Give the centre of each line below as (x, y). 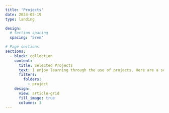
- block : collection (31, 56)
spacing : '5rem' (27, 38)
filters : (28, 75)
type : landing (20, 19)
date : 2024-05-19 (23, 15)
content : (23, 61)
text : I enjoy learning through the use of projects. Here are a (88, 70)
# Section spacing (29, 33)
